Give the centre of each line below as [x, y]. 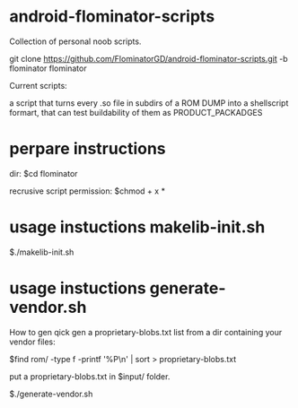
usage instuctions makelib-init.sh [137, 227]
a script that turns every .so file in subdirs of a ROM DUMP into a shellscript [149, 103]
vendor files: [32, 342]
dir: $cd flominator [44, 173]
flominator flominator [48, 68]
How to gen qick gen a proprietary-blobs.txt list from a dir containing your [146, 332]
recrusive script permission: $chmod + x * [88, 191]
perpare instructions [88, 149]
